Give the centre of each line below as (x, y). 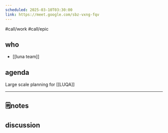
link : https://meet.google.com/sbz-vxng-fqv (52, 15)
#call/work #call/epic (27, 29)
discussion (23, 125)
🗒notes (17, 106)
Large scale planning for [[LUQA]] (40, 85)
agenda (17, 73)
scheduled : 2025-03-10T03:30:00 (39, 10)
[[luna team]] (26, 57)
